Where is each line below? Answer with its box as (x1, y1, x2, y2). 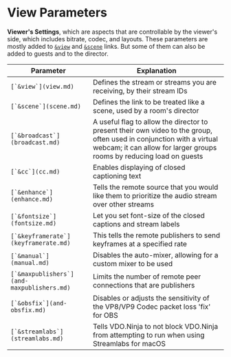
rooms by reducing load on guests (92, 151, 203, 161)
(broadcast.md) (10, 138, 60, 146)
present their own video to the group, (92, 125, 213, 135)
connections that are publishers (92, 280, 195, 290)
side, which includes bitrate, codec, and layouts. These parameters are (7, 34, 208, 43)
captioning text (92, 171, 142, 180)
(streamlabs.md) (10, 334, 64, 342)
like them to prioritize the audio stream (92, 191, 217, 200)
